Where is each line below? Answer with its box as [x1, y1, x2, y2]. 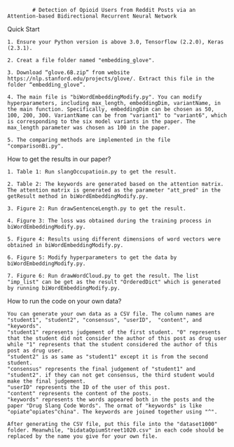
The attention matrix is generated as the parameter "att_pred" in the [7, 187, 221, 194]
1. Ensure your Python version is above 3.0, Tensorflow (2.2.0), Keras [7, 38, 224, 45]
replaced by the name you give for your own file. [7, 433, 158, 440]
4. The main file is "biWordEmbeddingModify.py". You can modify [7, 94, 202, 101]
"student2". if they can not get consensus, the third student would [7, 371, 215, 378]
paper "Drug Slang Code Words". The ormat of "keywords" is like [7, 402, 202, 409]
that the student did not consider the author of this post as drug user [7, 335, 228, 342]
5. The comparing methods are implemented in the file [7, 136, 171, 143]
